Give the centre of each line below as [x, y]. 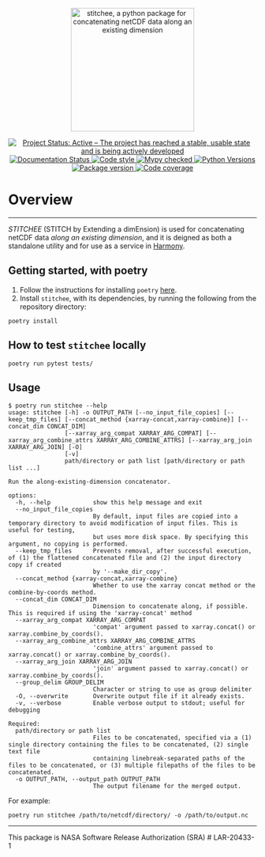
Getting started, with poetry [78, 271]
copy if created [35, 565]
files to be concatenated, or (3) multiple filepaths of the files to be [132, 766]
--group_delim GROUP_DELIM [60, 683]
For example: [30, 801]
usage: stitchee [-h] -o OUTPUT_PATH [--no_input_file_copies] [114, 413]
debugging [24, 710]
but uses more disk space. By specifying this [170, 538]
